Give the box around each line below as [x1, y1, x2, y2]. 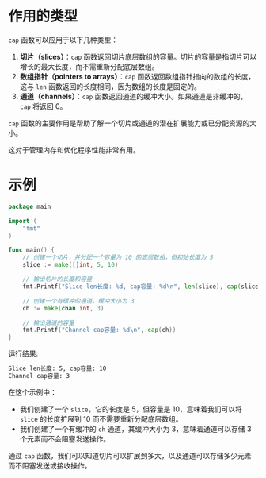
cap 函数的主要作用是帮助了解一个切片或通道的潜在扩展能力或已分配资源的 [8, 118, 250, 128]
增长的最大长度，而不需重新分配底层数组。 [19, 61, 159, 71]
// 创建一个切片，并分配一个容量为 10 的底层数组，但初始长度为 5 [22, 253, 214, 262]
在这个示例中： [8, 387, 57, 397]
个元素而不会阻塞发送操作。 [19, 434, 111, 443]
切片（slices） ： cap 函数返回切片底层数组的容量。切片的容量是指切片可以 [19, 52, 257, 61]
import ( [8, 217, 37, 225]
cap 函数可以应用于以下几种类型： [8, 35, 119, 44]
